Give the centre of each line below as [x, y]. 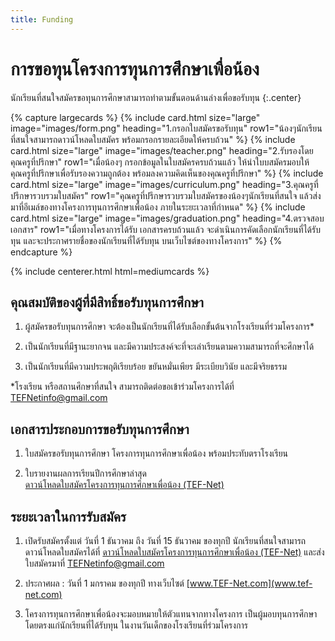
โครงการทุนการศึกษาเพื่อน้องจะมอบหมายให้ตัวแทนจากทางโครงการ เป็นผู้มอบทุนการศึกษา [171, 614]
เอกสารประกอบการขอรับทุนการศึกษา [100, 429]
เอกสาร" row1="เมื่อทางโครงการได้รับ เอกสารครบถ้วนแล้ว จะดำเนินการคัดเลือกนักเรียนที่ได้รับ [165, 229]
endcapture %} [41, 252]
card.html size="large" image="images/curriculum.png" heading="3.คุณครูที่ [164, 184]
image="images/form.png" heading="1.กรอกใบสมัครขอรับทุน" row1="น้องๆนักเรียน [166, 128]
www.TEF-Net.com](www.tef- [251, 583]
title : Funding [42, 19]
